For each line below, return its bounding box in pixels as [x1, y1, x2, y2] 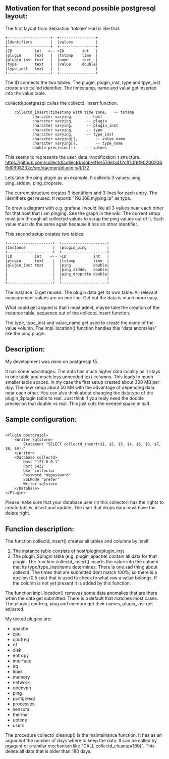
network [12, 680, 30, 686]
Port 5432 [23, 464, 44, 469]
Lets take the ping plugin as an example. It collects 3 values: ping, [5, 174, 142, 181]
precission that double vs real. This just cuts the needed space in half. [5, 400, 151, 407]
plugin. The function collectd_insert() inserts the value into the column [12, 559, 159, 565]
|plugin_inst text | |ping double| [5, 262, 109, 267]
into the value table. [5, 90, 46, 96]
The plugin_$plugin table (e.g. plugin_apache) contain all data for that [12, 553, 157, 559]
